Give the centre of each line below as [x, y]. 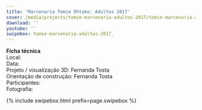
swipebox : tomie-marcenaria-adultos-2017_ [60, 34]
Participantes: [23, 83]
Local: [14, 57]
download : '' [23, 23]
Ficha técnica [23, 51]
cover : [14, 17]
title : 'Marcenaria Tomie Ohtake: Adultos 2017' [68, 12]
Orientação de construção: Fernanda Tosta [60, 77]
